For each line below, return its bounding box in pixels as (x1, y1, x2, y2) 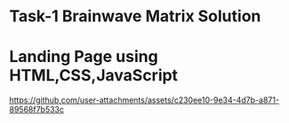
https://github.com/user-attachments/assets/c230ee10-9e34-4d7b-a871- (9, 95, 280, 105)
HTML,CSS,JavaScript (9, 65, 179, 86)
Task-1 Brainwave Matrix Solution (9, 6, 261, 27)
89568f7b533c (9, 104, 65, 115)
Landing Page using (9, 47, 158, 67)
